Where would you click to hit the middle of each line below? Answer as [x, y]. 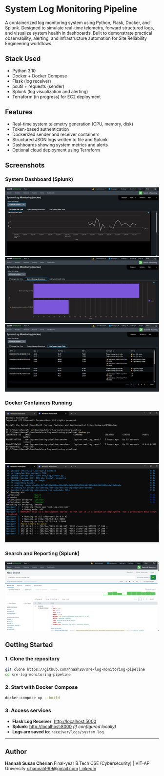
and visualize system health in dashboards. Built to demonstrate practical [79, 33]
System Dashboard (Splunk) [39, 179]
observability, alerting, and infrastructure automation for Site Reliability [76, 38]
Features [19, 112]
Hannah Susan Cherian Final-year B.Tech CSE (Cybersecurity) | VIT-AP [77, 763]
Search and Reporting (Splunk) [42, 554]
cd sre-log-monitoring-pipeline [38, 675]
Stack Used [23, 59]
